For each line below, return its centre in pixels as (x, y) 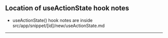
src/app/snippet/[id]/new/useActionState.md (58, 25)
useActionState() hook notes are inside (52, 20)
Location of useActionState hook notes (67, 8)
